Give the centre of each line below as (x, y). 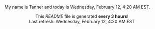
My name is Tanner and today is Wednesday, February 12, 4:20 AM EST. (77, 7)
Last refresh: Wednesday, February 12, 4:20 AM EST (82, 22)
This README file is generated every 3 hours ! (82, 16)
